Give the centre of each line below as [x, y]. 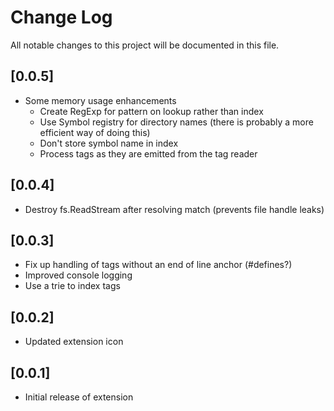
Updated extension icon [74, 342]
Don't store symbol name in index [109, 143]
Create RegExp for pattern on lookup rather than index [151, 111]
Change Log [61, 17]
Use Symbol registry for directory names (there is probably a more [176, 122]
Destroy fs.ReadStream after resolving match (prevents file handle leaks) [174, 209]
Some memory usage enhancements [100, 100]
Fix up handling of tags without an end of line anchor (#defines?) [158, 265]
